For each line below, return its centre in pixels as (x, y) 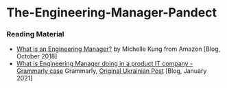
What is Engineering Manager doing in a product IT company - (105, 64)
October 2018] (37, 56)
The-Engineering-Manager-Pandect (112, 13)
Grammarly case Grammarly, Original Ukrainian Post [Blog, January (111, 71)
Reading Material (35, 34)
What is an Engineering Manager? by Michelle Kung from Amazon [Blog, (118, 49)
